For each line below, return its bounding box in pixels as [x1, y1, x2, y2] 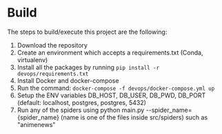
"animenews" [17, 120, 56, 128]
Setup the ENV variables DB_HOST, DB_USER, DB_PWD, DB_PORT [17, 91, 206, 99]
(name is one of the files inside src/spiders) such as [61, 113, 208, 122]
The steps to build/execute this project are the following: [7, 28, 168, 36]
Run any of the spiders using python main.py [17, 106, 145, 114]
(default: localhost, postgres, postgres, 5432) [17, 98, 147, 106]
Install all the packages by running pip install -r [17, 63, 160, 71]
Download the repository [17, 41, 88, 49]
